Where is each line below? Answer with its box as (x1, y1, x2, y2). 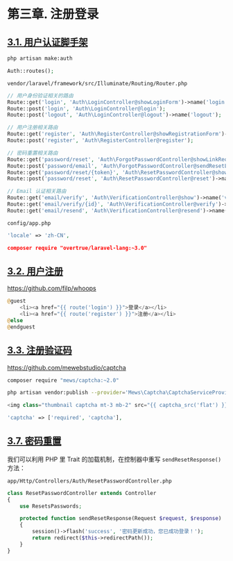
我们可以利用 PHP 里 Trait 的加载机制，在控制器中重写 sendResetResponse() (7, 455, 222, 463)
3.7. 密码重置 (7, 435, 62, 447)
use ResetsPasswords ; (19, 503, 82, 510)
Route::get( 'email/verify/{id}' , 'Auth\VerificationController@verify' (7, 201, 218, 208)
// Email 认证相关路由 (7, 188, 67, 195)
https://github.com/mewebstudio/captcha (7, 363, 126, 371)
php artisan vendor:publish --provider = (7, 390, 126, 396)
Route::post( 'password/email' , (7, 162, 98, 169)
